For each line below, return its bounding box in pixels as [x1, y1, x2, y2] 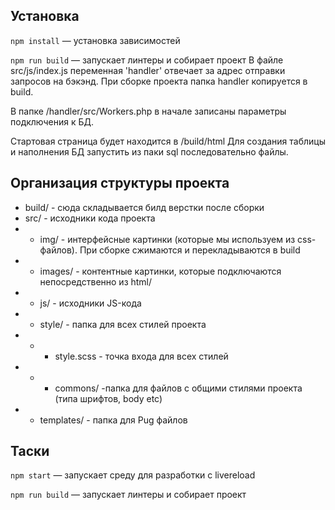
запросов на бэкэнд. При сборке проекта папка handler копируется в [10, 75, 308, 87]
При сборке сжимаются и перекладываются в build [79, 244, 301, 256]
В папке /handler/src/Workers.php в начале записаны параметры [10, 105, 287, 117]
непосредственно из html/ [39, 275, 153, 288]
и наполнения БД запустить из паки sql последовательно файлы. [10, 145, 289, 158]
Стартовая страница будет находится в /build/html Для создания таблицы [10, 135, 327, 147]
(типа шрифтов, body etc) [54, 392, 163, 404]
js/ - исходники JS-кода [39, 297, 142, 309]
